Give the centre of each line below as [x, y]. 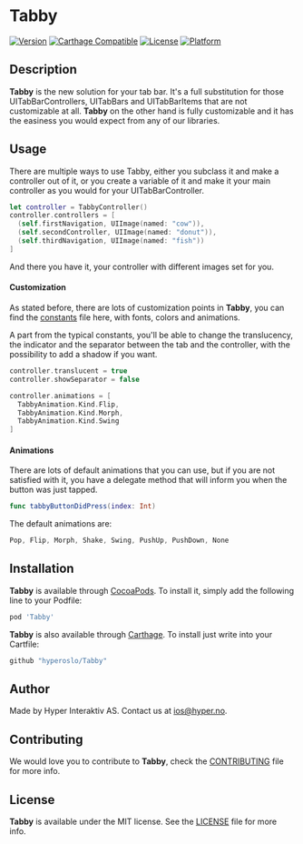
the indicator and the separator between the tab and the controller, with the [150, 345]
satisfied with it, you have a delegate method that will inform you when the [148, 480]
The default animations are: [61, 524]
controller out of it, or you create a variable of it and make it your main [140, 181]
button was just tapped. [54, 490]
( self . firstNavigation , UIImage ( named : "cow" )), [111, 224]
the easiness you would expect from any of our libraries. [115, 120]
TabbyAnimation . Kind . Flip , [68, 404]
